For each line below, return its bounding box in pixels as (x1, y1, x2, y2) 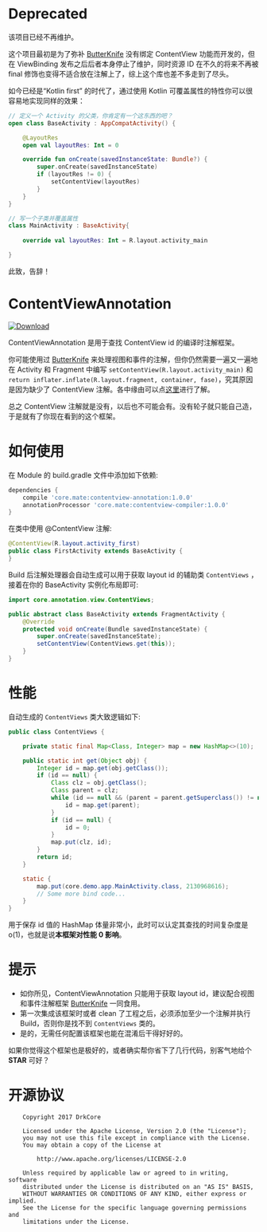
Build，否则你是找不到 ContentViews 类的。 (19, 1018, 161, 1029)
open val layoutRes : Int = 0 (22, 141, 119, 149)
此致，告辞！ (8, 266, 50, 276)
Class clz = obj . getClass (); (50, 779, 148, 787)
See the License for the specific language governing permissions (22, 1204, 247, 1212)
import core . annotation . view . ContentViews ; (8, 596, 155, 604)
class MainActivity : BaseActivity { (8, 222, 130, 230)
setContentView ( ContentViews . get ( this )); (37, 640, 176, 648)
